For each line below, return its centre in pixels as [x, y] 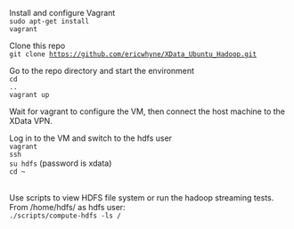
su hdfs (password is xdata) [61, 163]
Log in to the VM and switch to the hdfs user [90, 138]
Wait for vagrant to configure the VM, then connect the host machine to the [147, 111]
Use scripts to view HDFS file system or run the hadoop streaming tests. [142, 198]
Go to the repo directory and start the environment [102, 71]
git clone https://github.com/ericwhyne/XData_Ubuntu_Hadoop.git [133, 54]
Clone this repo [37, 45]
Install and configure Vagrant [62, 13]
